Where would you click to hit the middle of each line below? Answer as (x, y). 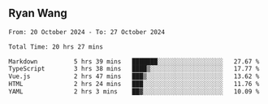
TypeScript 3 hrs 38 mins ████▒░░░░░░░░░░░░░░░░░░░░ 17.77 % (134, 69)
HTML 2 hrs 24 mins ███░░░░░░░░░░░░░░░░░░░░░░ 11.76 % (134, 84)
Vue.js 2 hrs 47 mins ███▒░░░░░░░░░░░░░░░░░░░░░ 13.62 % (134, 76)
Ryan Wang (38, 13)
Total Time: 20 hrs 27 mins (56, 47)
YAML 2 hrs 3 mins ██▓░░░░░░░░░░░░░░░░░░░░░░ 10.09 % (134, 92)
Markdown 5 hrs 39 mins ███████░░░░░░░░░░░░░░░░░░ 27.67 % (134, 61)
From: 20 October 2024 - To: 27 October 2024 (86, 32)
